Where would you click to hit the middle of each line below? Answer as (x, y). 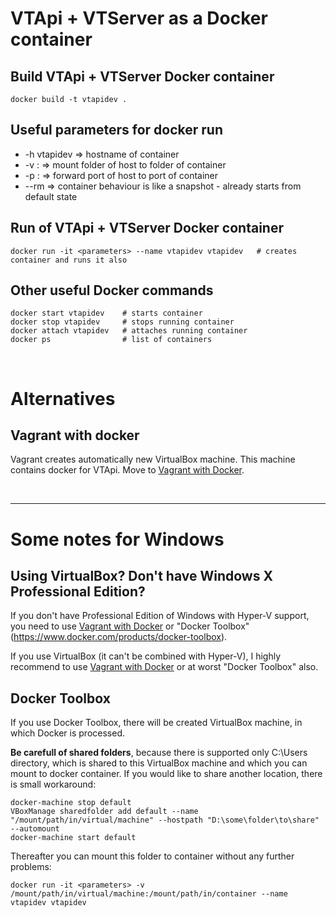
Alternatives (63, 398)
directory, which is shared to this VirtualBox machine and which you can (159, 763)
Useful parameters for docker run (117, 130)
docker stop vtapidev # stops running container (122, 322)
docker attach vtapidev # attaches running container (129, 331)
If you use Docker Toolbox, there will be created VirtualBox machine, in (156, 723)
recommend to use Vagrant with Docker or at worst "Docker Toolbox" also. (164, 667)
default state (51, 196)
